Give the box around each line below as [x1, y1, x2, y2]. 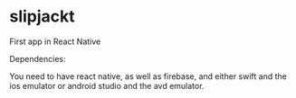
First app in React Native [9, 36, 101, 47]
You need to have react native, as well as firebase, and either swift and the [9, 70, 287, 82]
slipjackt [9, 6, 75, 27]
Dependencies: [9, 53, 66, 64]
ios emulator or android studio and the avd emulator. [9, 80, 205, 91]
